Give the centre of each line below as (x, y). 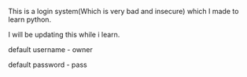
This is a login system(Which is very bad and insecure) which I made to (124, 11)
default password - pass (48, 65)
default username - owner (50, 49)
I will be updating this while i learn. (64, 35)
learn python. (30, 19)
